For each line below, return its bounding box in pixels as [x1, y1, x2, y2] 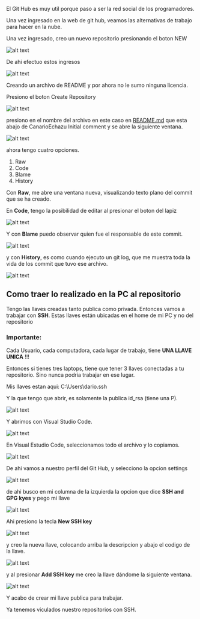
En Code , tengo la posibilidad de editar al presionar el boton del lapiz [6, 207, 177, 214]
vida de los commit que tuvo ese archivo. [6, 260, 108, 267]
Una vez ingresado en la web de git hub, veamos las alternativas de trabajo [6, 17, 192, 24]
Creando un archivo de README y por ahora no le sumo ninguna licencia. [6, 81, 188, 89]
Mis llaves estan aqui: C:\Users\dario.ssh [6, 383, 108, 391]
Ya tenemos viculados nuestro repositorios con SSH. [6, 606, 136, 614]
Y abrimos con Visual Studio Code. [6, 418, 92, 426]
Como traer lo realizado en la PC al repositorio [6, 289, 181, 300]
